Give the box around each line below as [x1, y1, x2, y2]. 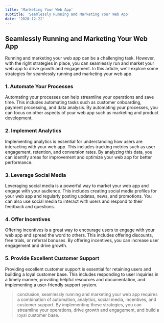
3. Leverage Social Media [5, 171, 66, 178]
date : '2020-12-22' [5, 16, 45, 21]
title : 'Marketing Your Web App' [5, 7, 73, 12]
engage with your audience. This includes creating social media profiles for [5, 188, 157, 194]
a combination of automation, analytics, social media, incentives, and [17, 296, 157, 302]
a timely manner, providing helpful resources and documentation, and [5, 276, 145, 282]
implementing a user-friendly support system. [5, 282, 98, 288]
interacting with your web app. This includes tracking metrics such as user [5, 143, 156, 150]
